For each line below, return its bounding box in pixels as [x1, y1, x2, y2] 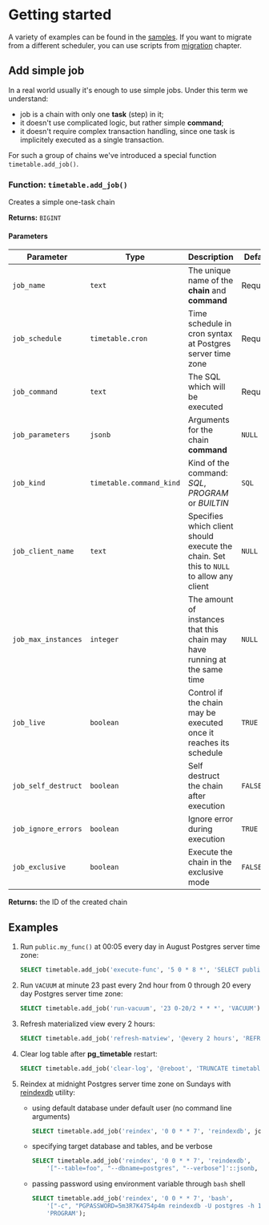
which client [187, 521, 234, 532]
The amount [187, 594, 234, 605]
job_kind [12, 479, 46, 488]
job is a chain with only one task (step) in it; [19, 109, 164, 119]
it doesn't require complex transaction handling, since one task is [19, 126, 235, 136]
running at [187, 654, 227, 665]
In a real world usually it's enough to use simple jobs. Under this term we [8, 85, 248, 95]
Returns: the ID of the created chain [8, 897, 128, 907]
